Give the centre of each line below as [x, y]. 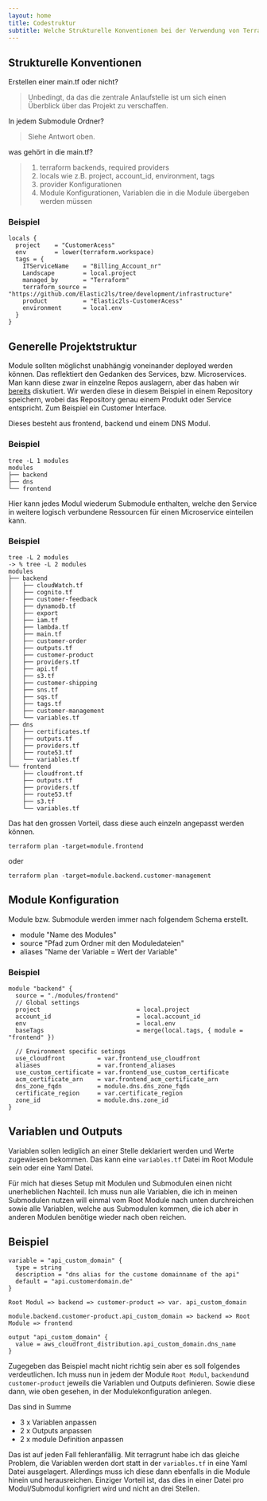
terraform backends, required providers [104, 167]
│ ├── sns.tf [33, 690]
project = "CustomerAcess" [65, 245]
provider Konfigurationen [80, 185]
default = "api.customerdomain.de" [74, 1281]
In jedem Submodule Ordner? [56, 121]
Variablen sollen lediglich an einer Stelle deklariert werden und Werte [121, 1150]
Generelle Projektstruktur [73, 346]
